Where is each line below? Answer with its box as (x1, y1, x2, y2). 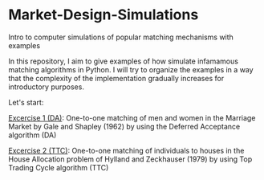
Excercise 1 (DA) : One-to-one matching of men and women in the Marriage (8, 112, 256, 122)
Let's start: (8, 97, 44, 107)
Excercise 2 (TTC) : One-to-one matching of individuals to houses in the (8, 145, 245, 155)
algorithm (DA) (8, 130, 57, 140)
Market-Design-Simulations (8, 6, 199, 24)
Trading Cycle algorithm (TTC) (8, 162, 109, 172)
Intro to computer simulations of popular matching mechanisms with (8, 32, 234, 42)
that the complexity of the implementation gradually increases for (8, 73, 225, 83)
